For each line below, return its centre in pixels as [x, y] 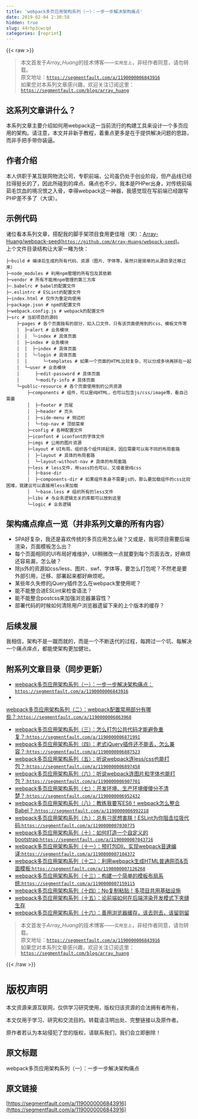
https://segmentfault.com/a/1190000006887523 [83, 752]
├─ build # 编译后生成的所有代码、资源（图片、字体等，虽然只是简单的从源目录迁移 [94, 261]
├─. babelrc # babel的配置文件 [41, 286]
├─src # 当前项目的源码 [32, 317]
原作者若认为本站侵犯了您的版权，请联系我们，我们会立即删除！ [83, 1032]
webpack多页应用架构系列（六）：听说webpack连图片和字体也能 [93, 773]
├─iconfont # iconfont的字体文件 [66, 436]
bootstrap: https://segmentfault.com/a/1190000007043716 [84, 839]
